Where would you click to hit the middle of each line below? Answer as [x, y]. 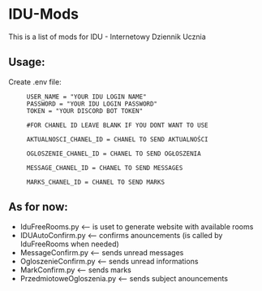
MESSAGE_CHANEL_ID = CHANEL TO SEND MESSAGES [105, 167]
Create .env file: [35, 81]
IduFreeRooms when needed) [69, 244]
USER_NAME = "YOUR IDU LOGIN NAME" [87, 97]
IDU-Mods [44, 14]
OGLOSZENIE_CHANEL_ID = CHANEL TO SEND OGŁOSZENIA [114, 154]
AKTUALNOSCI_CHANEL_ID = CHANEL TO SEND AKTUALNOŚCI [117, 139]
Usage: [27, 62]
